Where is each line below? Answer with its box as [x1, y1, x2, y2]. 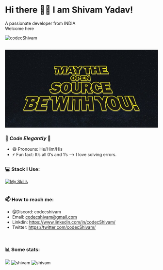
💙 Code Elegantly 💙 [5, 135, 51, 142]
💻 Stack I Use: [5, 166, 40, 173]
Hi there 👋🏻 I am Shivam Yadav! [5, 4, 133, 16]
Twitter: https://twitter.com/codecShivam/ [12, 224, 96, 230]
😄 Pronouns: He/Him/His [12, 146, 63, 152]
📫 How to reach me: [5, 196, 54, 203]
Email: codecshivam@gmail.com [12, 214, 77, 220]
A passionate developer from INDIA [5, 20, 76, 26]
